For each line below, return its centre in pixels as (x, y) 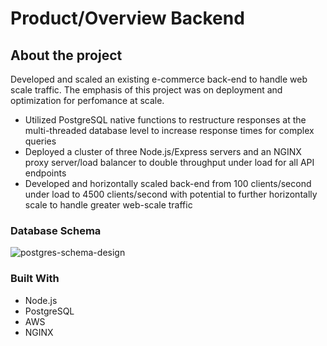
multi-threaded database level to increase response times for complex (169, 130)
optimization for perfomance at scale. (87, 100)
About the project (66, 55)
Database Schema (56, 230)
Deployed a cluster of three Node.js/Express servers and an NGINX (163, 151)
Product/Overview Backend (127, 18)
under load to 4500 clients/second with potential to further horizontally (171, 194)
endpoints (45, 173)
